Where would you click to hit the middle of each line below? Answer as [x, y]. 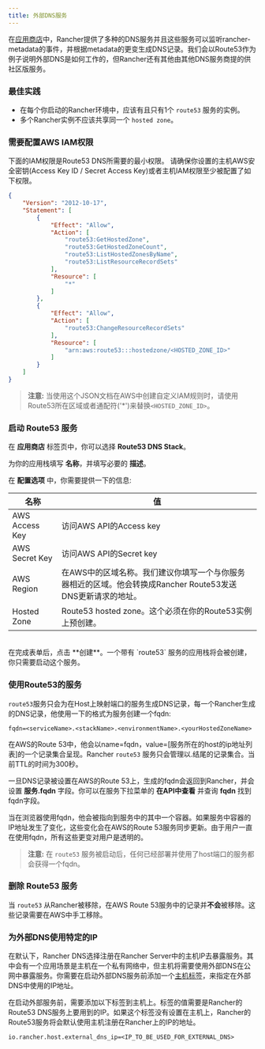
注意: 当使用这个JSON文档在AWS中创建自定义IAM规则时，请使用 [133, 396]
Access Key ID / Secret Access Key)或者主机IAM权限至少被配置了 [138, 171]
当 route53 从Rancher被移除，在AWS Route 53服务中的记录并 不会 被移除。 [129, 905]
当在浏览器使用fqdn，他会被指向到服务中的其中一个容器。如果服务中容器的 [130, 817]
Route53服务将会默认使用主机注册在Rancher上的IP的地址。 [104, 1022]
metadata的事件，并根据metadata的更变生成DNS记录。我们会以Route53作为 [132, 49]
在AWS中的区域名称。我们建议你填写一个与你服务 [154, 573]
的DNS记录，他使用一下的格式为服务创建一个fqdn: [90, 714]
